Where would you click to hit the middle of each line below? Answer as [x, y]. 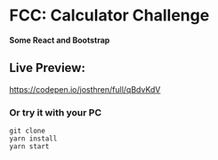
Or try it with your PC [56, 112]
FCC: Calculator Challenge [109, 16]
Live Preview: [48, 68]
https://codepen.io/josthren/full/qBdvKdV [85, 89]
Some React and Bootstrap [60, 40]
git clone [28, 131]
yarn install [33, 139]
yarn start [29, 147]
